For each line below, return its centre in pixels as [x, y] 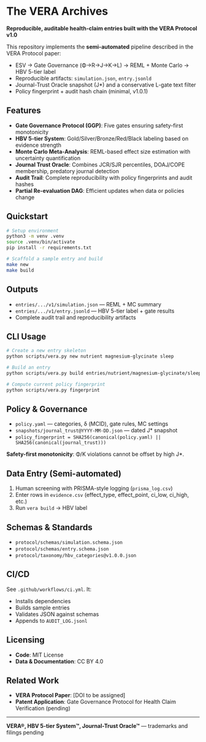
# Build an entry [29, 368]
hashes [25, 184]
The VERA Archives [57, 11]
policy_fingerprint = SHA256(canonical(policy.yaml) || [88, 437]
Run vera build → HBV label [51, 508]
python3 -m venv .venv [35, 236]
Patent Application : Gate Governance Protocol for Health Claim [96, 702]
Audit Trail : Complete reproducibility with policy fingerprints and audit [104, 178]
